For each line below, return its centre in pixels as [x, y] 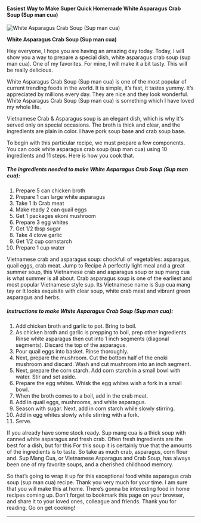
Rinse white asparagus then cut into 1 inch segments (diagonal [92, 339]
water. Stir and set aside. [46, 377]
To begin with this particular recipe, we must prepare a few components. [96, 143]
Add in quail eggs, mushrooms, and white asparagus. [81, 402]
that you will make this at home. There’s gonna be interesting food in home [98, 489]
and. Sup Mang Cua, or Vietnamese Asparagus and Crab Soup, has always [99, 458]
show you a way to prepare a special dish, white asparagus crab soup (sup [99, 57]
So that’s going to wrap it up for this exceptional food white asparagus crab [99, 476]
